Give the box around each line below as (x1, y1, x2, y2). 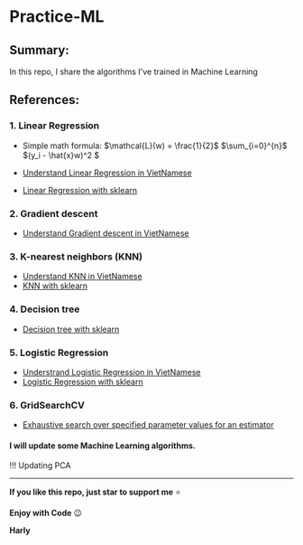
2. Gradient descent (9, 207, 98, 220)
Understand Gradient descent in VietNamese (22, 228, 189, 239)
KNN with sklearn (22, 280, 88, 291)
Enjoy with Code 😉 (9, 508, 83, 519)
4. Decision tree (9, 303, 80, 315)
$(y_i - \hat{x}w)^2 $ (22, 149, 100, 160)
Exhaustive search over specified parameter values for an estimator (22, 419, 274, 430)
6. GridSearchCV (9, 399, 86, 411)
